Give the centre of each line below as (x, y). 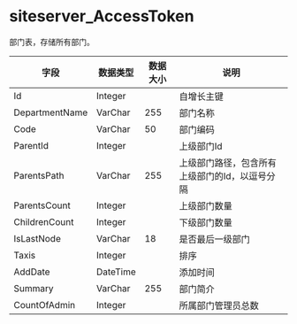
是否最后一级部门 (214, 239)
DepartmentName (51, 112)
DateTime (116, 272)
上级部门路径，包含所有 (228, 163)
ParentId (31, 145)
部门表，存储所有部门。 (52, 42)
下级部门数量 (206, 222)
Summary (34, 288)
